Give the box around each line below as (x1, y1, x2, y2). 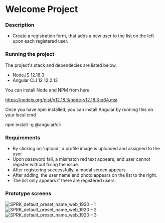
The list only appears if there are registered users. (12, 177, 116, 184)
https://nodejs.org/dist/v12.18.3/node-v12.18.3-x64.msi (5, 96, 118, 102)
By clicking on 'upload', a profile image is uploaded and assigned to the (12, 146, 160, 152)
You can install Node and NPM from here (5, 87, 90, 93)
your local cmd (5, 111, 36, 118)
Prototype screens (5, 190, 52, 197)
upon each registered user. (12, 38, 69, 44)
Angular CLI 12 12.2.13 (12, 77, 58, 83)
